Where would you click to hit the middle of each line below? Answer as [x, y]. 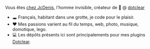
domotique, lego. [29, 29]
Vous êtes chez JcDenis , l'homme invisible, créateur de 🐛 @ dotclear [75, 8]
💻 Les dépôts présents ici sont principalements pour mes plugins [79, 35]
